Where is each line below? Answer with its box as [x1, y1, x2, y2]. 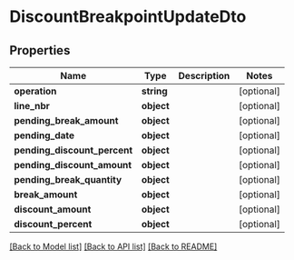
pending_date [14, 129, 75, 142]
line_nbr [14, 100, 50, 112]
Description [178, 70, 230, 82]
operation [14, 85, 57, 97]
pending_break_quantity [14, 174, 122, 185]
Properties [9, 43, 71, 58]
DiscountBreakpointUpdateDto [9, 6, 247, 27]
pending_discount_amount [14, 159, 132, 171]
